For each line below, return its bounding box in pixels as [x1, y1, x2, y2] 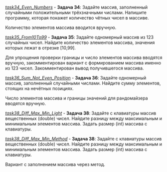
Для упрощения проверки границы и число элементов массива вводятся [5, 54, 163, 60]
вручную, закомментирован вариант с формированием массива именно [5, 60, 161, 65]
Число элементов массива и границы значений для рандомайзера [5, 95, 148, 101]
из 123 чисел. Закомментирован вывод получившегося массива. [5, 65, 144, 71]
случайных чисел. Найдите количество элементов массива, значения [5, 39, 155, 45]
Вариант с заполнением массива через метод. [5, 161, 106, 167]
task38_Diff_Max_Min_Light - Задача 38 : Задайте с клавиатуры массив [5, 110, 157, 116]
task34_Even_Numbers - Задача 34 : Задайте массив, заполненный [5, 4, 148, 10]
